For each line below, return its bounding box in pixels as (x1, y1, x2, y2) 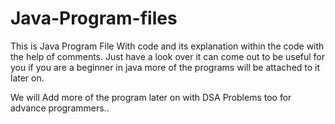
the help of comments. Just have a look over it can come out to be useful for (10, 50, 326, 62)
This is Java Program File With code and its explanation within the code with (10, 40, 325, 52)
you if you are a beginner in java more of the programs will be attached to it (10, 61, 321, 73)
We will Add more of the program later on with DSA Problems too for (10, 91, 292, 103)
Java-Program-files (10, 7, 178, 30)
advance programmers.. (10, 102, 110, 114)
